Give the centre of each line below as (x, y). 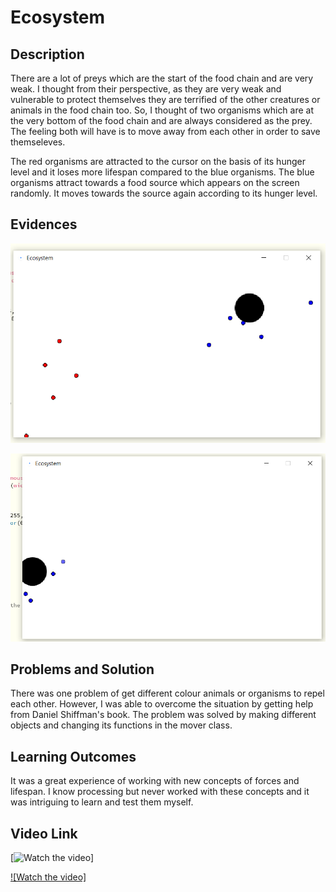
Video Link (44, 833)
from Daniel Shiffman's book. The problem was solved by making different (163, 715)
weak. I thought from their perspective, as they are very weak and (146, 89)
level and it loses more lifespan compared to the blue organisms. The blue (162, 172)
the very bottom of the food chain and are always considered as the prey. (161, 120)
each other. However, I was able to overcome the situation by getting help (162, 704)
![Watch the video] (48, 877)
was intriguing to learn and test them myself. (102, 802)
